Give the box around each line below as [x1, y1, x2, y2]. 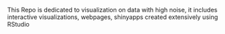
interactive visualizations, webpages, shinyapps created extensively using [7, 13, 218, 21]
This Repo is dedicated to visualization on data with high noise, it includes [7, 6, 218, 14]
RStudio [7, 20, 30, 28]
